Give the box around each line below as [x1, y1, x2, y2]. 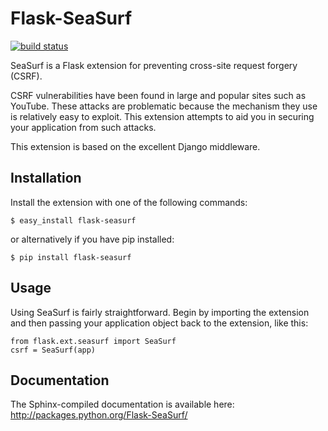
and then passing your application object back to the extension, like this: [10, 317, 309, 329]
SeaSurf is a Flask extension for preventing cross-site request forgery [10, 59, 298, 71]
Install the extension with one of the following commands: [10, 196, 248, 208]
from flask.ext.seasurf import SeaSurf [10, 336, 177, 346]
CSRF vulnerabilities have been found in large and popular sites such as [10, 89, 307, 101]
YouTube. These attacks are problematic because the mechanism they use [10, 100, 318, 112]
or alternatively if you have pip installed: [10, 233, 175, 245]
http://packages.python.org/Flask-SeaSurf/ [10, 409, 188, 421]
